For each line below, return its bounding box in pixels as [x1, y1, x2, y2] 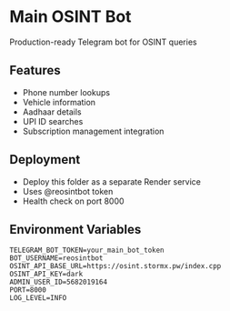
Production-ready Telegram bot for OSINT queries [9, 36, 197, 47]
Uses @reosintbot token [22, 186, 114, 196]
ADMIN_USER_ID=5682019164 [9, 277, 107, 287]
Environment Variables [9, 221, 142, 237]
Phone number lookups [22, 86, 111, 97]
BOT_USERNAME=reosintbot [9, 254, 104, 263]
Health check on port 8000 [22, 196, 125, 206]
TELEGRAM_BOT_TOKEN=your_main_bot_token [9, 246, 165, 256]
